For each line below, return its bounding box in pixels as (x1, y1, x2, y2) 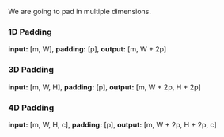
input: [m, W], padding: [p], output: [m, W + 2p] (8, 44, 167, 54)
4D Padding (8, 102, 55, 113)
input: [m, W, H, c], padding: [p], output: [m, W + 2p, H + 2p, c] (8, 120, 217, 129)
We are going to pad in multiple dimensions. (8, 7, 152, 16)
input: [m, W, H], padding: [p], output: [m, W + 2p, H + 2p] (8, 82, 202, 92)
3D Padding (8, 64, 54, 75)
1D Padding (8, 26, 53, 37)
